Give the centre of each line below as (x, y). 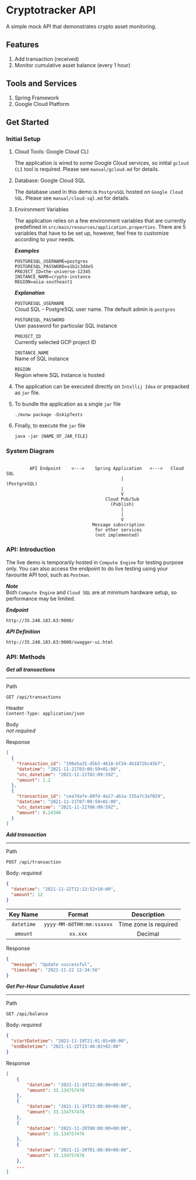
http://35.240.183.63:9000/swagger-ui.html (60, 642)
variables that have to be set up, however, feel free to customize (92, 233)
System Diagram (30, 451)
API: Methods (26, 657)
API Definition (23, 631)
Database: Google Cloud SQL (50, 181)
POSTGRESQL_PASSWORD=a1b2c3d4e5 (54, 267)
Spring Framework (37, 98)
